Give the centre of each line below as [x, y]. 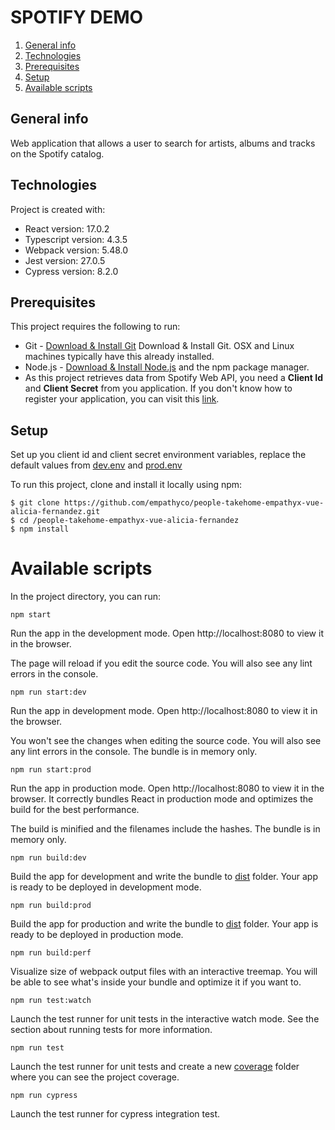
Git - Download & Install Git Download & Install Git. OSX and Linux [159, 346]
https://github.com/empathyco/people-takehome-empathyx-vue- [194, 503]
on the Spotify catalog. [57, 153]
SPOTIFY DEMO [77, 17]
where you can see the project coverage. [95, 1077]
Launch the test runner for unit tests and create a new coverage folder [155, 1067]
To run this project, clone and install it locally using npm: [126, 485]
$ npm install [40, 529]
